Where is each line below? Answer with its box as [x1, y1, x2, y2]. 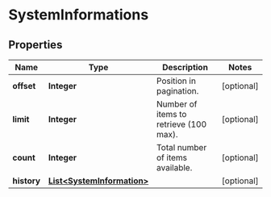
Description [162, 62, 208, 73]
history [12, 175, 41, 187]
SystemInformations [8, 6, 149, 24]
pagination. [156, 86, 199, 96]
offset [12, 81, 36, 91]
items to [156, 109, 187, 119]
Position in [156, 75, 196, 86]
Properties [8, 38, 63, 52]
